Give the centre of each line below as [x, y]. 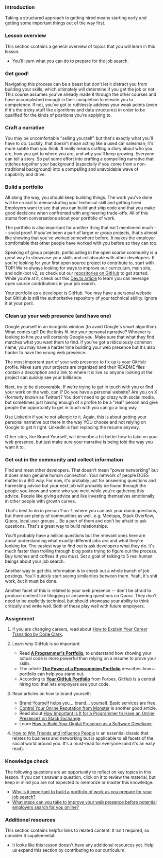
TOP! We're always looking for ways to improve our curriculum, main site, [78, 268]
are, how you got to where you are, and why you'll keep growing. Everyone [80, 154]
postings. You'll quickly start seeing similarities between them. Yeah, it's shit [81, 576]
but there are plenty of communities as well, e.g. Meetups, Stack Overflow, [80, 516]
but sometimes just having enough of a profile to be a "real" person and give [81, 402]
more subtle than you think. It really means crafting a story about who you [79, 149]
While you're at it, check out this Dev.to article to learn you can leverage [77, 278]
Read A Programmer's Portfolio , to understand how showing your [85, 653]
